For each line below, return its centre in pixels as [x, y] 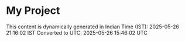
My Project [33, 11]
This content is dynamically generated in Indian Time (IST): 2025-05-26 [93, 27]
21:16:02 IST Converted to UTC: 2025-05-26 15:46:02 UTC [77, 32]
